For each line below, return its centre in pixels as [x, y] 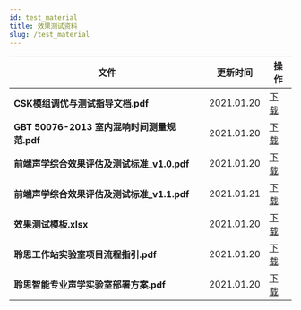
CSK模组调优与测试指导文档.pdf [82, 104]
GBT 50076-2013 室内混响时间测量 [90, 127]
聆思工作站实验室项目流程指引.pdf [85, 254]
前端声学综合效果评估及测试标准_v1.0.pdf [102, 164]
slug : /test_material [50, 34]
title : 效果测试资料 [43, 26]
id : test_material [43, 17]
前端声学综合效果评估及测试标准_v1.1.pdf [102, 194]
